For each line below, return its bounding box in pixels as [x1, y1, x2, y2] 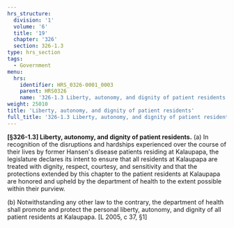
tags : [7, 56, 23, 63]
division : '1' [13, 17, 54, 24]
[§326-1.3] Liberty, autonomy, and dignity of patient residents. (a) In [7, 133, 209, 141]
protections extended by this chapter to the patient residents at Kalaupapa [7, 170, 221, 178]
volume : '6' [13, 23, 49, 30]
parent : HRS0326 [19, 88, 68, 95]
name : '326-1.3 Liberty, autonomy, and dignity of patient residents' [19, 95, 229, 101]
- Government [13, 62, 52, 69]
